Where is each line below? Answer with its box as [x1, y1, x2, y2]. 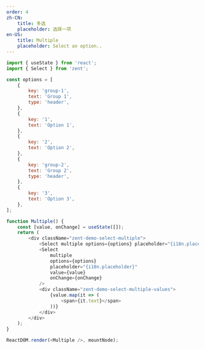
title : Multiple [17, 37, 59, 43]
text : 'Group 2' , [28, 167, 72, 174]
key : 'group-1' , [28, 88, 70, 94]
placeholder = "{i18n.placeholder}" [49, 263, 138, 270]
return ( [17, 230, 40, 236]
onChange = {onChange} [49, 275, 103, 281]
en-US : [6, 32, 23, 38]
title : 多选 [17, 20, 46, 26]
